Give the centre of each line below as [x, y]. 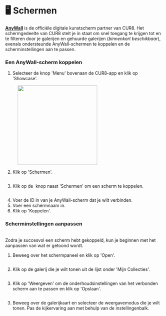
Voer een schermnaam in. [39, 206]
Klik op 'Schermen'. [32, 172]
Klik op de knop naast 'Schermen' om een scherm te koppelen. [78, 186]
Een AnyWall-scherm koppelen [44, 62]
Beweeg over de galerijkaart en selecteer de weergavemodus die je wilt [86, 302]
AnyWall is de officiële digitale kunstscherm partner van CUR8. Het [74, 28]
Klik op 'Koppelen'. [32, 211]
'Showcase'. [25, 79]
